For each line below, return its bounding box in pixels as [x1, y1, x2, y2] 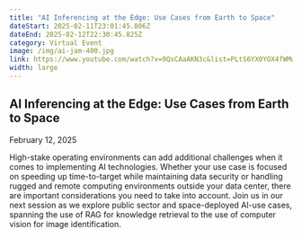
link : [9, 55, 30, 64]
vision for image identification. [9, 218, 121, 229]
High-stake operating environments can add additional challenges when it [9, 152, 283, 163]
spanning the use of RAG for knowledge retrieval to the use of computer [9, 208, 277, 220]
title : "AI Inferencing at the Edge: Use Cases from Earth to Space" [9, 13, 276, 22]
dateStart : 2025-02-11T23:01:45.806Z [9, 22, 151, 31]
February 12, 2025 [9, 134, 77, 145]
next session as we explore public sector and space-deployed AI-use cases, [9, 199, 292, 210]
